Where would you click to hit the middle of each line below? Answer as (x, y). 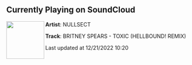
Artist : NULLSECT (68, 24)
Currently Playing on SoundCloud (71, 10)
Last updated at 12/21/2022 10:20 (87, 48)
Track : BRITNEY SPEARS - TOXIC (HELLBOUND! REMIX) (116, 36)
